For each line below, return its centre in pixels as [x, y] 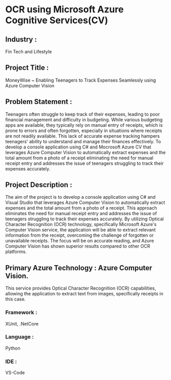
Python [13, 348]
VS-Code [15, 373]
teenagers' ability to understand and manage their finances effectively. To [83, 141]
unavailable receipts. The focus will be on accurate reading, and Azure [80, 241]
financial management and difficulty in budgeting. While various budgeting [84, 120]
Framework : [21, 313]
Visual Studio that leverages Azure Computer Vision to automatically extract [85, 203]
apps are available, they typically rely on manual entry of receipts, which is [84, 125]
